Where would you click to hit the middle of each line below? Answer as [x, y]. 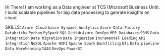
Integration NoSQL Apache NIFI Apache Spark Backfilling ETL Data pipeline [82, 44]
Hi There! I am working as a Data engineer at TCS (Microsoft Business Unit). [82, 7]
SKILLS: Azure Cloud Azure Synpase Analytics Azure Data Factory [73, 27]
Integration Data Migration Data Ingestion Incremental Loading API [75, 38]
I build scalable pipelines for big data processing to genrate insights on [77, 12]
